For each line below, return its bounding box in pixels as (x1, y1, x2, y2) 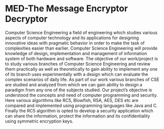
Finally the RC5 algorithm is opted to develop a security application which (5, 107, 153, 113)
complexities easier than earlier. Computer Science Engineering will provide (5, 45, 158, 51)
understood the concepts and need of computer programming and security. (5, 92, 158, 98)
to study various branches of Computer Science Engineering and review (5, 61, 151, 67)
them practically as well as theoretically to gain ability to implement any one (5, 66, 158, 72)
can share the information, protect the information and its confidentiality (5, 113, 150, 119)
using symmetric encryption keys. (5, 118, 73, 124)
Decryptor (5, 13, 48, 25)
